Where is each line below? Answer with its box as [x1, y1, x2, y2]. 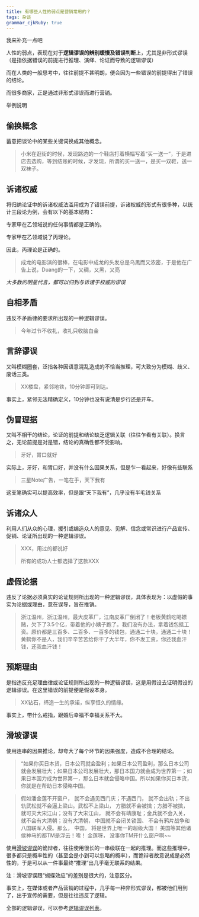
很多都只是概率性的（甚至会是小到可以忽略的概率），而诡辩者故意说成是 [6, 851, 180, 859]
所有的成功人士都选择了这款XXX [20, 557, 99, 565]
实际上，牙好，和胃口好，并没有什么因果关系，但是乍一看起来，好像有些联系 [6, 464, 193, 471]
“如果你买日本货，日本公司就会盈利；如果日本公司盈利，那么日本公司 [20, 759, 190, 767]
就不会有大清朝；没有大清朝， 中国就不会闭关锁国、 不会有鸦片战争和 [20, 817, 190, 824]
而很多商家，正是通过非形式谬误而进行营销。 [6, 89, 115, 97]
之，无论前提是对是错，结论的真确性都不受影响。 [6, 439, 126, 446]
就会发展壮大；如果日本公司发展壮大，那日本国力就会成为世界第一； [20, 767, 187, 774]
